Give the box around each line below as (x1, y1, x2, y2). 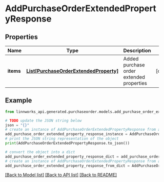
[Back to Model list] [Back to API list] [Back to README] (5, 172, 117, 178)
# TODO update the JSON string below (5, 118, 82, 123)
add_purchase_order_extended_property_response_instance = (5, 132, 128, 137)
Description (123, 47, 151, 54)
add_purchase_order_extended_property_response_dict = (5, 154, 119, 159)
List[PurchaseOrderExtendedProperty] (26, 68, 119, 74)
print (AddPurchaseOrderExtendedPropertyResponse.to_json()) (5, 141, 130, 146)
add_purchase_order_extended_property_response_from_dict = (5, 163, 130, 168)
